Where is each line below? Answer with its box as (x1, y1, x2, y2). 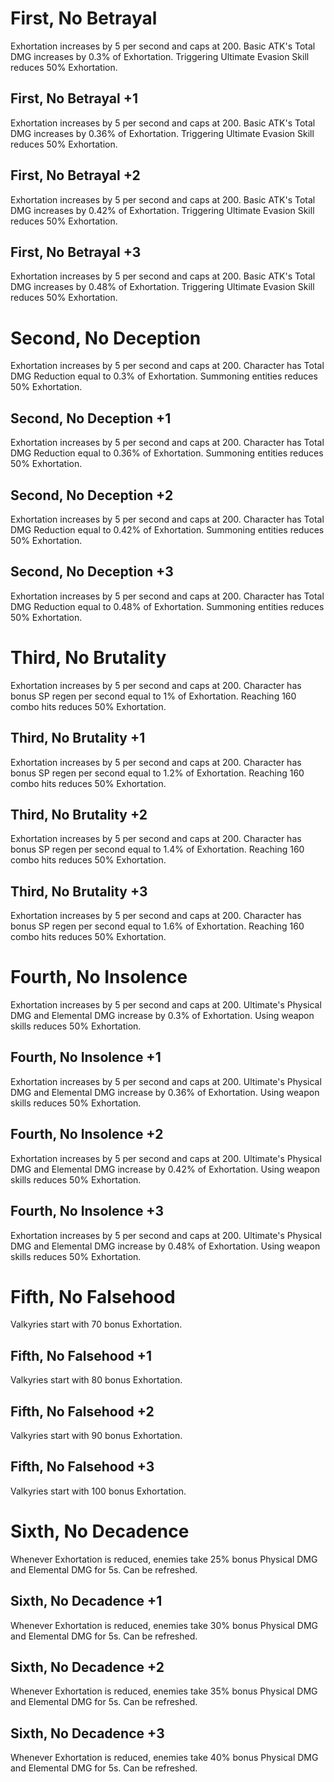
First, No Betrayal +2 (10, 167, 141, 184)
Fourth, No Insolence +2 (10, 1126, 164, 1143)
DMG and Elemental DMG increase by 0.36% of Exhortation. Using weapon (10, 1086, 320, 1098)
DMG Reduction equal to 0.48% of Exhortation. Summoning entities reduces (10, 600, 325, 612)
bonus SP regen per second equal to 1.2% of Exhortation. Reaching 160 (10, 767, 305, 779)
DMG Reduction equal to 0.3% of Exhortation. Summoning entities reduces (10, 370, 318, 382)
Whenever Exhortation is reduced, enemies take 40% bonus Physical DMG (10, 1752, 319, 1764)
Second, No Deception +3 (10, 563, 174, 581)
